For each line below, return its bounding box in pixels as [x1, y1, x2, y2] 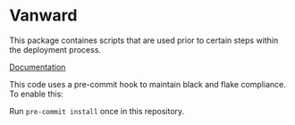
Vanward [9, 5, 78, 26]
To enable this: [9, 88, 64, 99]
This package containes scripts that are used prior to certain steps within [9, 35, 279, 46]
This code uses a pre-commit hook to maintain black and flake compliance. [9, 79, 286, 89]
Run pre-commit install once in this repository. [9, 105, 185, 116]
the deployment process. [9, 44, 101, 54]
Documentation [9, 62, 66, 72]
